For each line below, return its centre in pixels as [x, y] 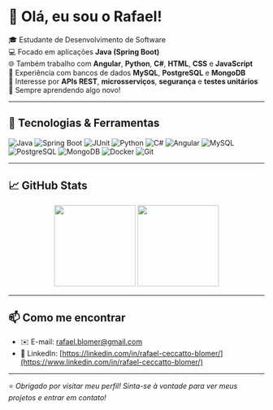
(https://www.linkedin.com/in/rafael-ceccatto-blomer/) [111, 362]
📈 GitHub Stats [48, 186]
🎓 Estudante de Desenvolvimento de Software [87, 39]
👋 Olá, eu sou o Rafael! [85, 17]
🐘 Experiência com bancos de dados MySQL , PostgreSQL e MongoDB [127, 72]
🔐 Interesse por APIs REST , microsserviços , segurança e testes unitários [133, 81]
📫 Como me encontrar [67, 318]
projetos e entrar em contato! [58, 398]
